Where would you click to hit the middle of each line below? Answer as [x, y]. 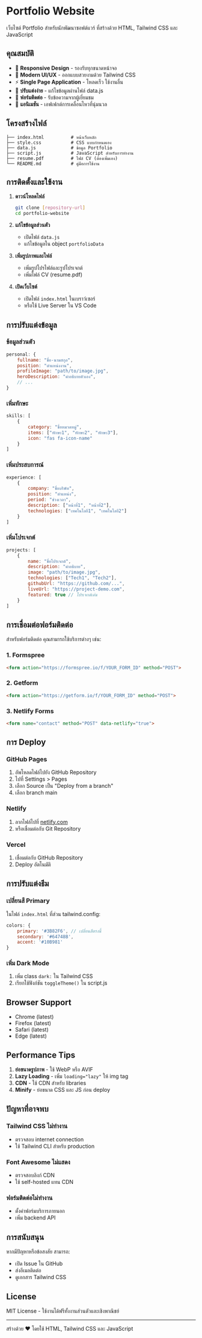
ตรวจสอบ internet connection [49, 1139]
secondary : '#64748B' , [45, 937]
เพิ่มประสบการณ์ [25, 465]
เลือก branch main [36, 793]
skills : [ [19, 416]
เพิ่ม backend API [35, 1218]
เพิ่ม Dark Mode [28, 963]
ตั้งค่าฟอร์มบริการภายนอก [40, 1211]
